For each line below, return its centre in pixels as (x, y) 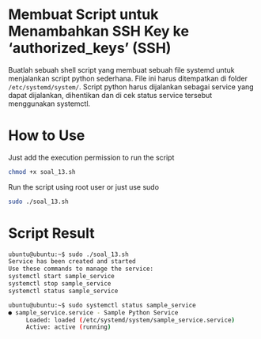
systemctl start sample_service (61, 277)
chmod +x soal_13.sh (42, 171)
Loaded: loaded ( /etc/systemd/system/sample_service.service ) (130, 320)
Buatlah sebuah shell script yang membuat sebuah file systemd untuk (121, 70)
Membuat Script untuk (83, 15)
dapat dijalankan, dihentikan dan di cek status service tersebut (110, 95)
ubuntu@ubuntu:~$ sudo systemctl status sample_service (102, 305)
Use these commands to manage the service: (81, 269)
